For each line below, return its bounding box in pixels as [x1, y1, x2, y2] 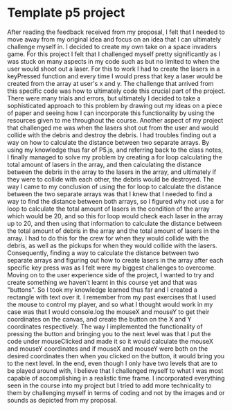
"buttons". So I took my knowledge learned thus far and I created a [7, 286, 197, 294]
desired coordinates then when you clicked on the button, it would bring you [7, 351, 225, 360]
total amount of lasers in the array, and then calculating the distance [7, 160, 202, 168]
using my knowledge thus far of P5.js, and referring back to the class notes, [7, 146, 224, 154]
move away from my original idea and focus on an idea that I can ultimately [7, 35, 222, 43]
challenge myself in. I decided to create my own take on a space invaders [7, 42, 217, 51]
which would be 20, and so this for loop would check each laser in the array [7, 211, 224, 220]
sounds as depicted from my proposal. [7, 396, 118, 404]
